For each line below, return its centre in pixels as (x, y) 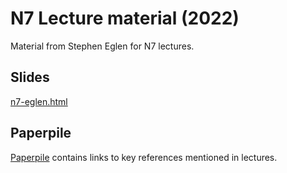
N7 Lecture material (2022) (125, 18)
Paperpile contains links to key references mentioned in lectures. (144, 157)
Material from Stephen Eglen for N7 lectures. (102, 46)
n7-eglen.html (39, 101)
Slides (30, 77)
